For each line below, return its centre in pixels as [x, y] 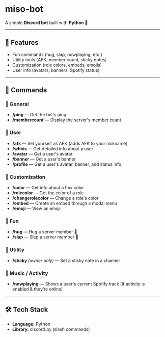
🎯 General [17, 104]
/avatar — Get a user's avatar [42, 154]
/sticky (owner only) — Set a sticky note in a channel [66, 260]
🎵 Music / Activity [27, 273]
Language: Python [31, 324]
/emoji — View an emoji [36, 208]
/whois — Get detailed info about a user [53, 149]
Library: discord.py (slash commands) [51, 329]
